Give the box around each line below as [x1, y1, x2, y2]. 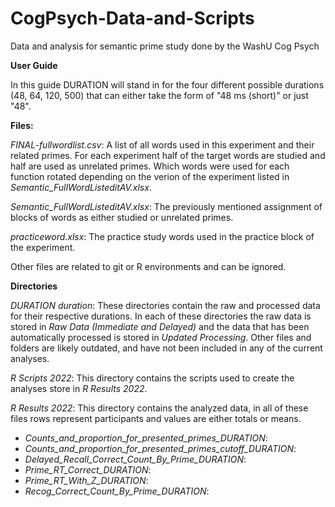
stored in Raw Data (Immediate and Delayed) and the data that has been [10, 320, 310, 332]
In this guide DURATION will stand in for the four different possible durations [10, 78, 325, 91]
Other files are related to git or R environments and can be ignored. [10, 260, 287, 272]
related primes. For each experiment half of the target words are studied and [10, 149, 326, 161]
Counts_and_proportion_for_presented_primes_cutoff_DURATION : [24, 442, 297, 454]
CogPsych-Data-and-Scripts [10, 7, 255, 30]
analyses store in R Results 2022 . [10, 382, 148, 394]
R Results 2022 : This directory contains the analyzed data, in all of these [10, 402, 309, 414]
